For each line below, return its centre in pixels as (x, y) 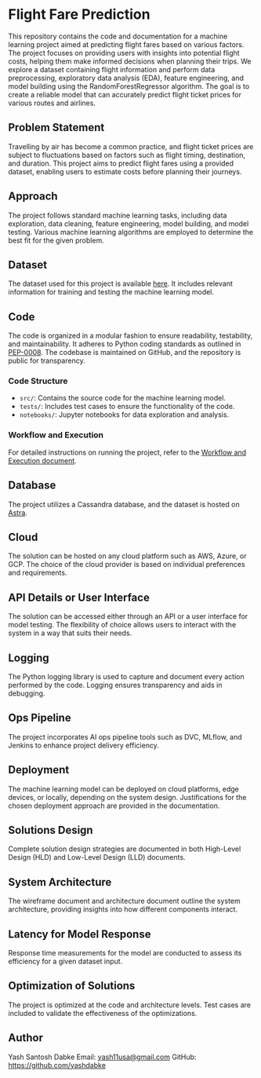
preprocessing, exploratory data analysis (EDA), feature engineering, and (126, 78)
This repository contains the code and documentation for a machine (118, 36)
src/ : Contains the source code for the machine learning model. (122, 398)
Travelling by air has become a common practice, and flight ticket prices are (131, 146)
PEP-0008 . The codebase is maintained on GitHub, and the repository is (125, 353)
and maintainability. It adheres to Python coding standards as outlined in (125, 344)
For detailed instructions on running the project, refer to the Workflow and (127, 452)
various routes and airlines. (52, 103)
